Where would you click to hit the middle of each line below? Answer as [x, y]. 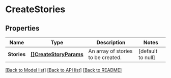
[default [148, 51]
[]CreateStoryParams [57, 54]
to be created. [105, 57]
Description [111, 43]
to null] [147, 57]
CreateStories [35, 9]
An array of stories [110, 51]
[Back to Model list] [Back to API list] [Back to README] [64, 70]
